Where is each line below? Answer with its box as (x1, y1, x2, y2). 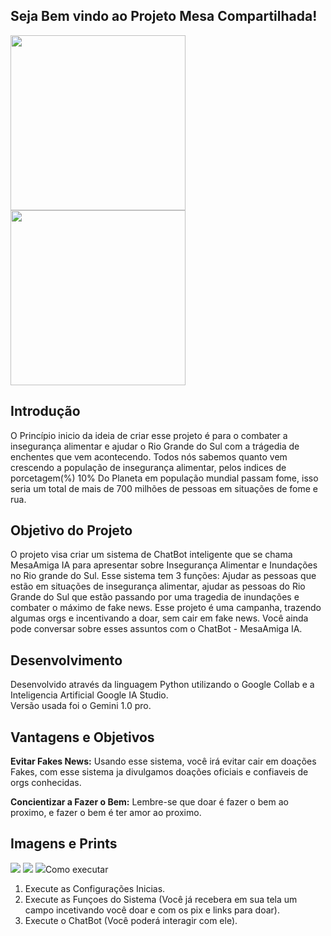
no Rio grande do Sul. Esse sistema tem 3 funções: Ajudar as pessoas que (10, 570, 317, 582)
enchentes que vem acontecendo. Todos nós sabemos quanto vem (10, 450, 288, 463)
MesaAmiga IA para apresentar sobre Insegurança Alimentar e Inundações (10, 559, 318, 571)
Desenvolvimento (10, 652, 123, 669)
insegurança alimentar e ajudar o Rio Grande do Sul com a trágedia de (10, 440, 300, 452)
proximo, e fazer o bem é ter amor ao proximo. (10, 807, 202, 819)
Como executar (44, 863, 109, 875)
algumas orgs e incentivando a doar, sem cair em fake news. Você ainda (10, 612, 309, 624)
